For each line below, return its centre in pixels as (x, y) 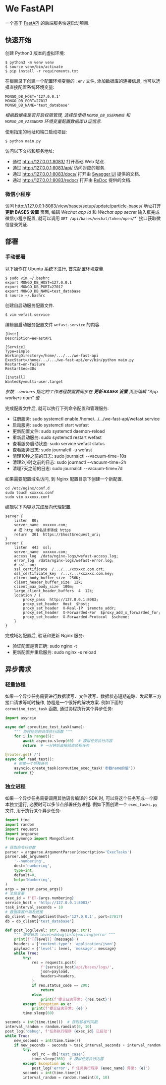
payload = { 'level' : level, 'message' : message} (65, 949)
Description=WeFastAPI (28, 338)
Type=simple (17, 351)
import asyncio (21, 718)
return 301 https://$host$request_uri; (57, 534)
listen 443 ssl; (33, 547)
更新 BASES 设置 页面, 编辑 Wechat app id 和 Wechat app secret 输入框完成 (83, 212)
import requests (22, 829)
